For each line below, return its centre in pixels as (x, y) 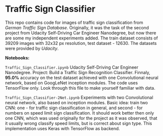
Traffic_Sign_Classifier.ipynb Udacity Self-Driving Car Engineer (72, 67)
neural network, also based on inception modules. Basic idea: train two (77, 102)
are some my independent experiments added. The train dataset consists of (81, 38)
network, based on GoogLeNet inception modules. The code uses (71, 83)
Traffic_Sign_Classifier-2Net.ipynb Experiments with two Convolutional (79, 97)
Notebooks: (17, 58)
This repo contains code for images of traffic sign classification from (74, 22)
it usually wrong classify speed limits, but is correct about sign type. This (79, 123)
